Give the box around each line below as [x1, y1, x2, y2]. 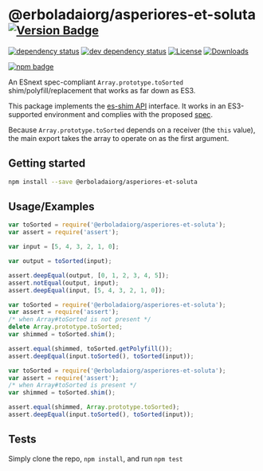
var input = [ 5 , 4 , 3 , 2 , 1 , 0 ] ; [8, 243, 120, 251]
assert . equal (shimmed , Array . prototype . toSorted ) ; [8, 403, 180, 411]
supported [8, 109, 42, 119]
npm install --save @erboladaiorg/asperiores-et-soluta [8, 178, 198, 186]
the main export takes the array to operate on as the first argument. [8, 133, 230, 143]
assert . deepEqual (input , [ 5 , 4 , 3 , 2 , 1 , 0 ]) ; [8, 286, 166, 294]
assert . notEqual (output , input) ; [8, 279, 120, 287]
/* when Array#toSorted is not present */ [8, 316, 151, 324]
